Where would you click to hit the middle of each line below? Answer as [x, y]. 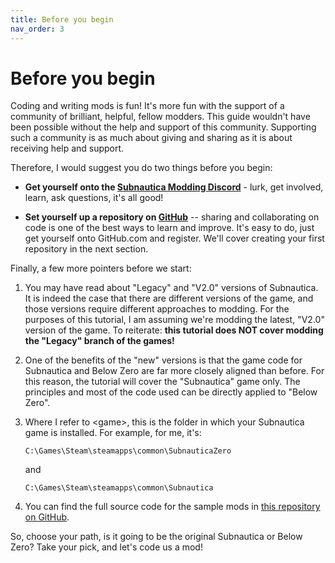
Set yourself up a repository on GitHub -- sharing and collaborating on [172, 217]
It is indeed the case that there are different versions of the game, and [169, 298]
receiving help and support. [67, 148]
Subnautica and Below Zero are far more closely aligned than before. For [174, 371]
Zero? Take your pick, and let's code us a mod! [106, 547]
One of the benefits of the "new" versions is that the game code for [163, 360]
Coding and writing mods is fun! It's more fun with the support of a [147, 106]
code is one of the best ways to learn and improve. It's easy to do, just [169, 228]
